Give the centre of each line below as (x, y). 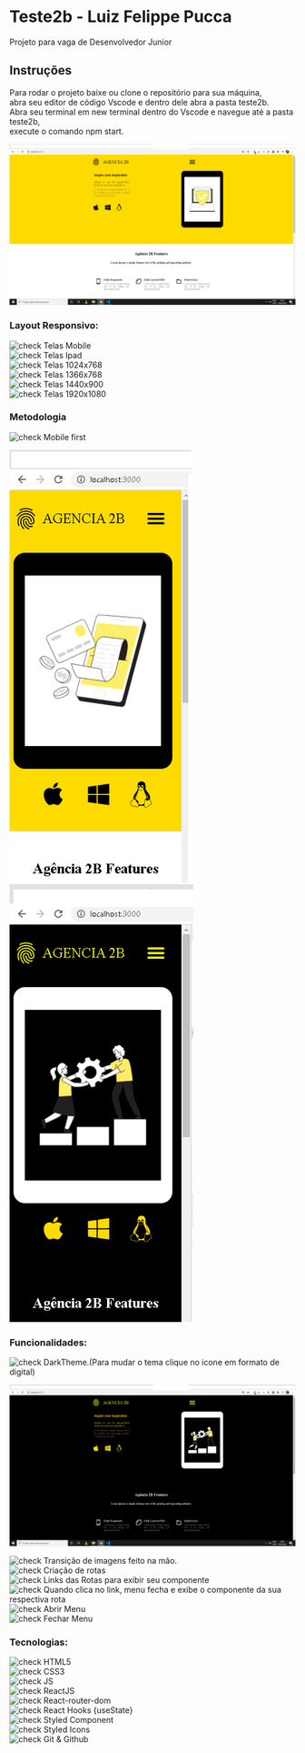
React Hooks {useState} (89, 1710)
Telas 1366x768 (73, 374)
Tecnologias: (39, 1642)
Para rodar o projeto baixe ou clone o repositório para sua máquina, (136, 92)
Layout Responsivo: (54, 326)
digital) (22, 1372)
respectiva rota (38, 1599)
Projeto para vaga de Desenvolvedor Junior (91, 42)
